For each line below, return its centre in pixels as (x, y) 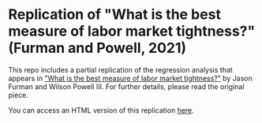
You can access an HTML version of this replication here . (101, 110)
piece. (19, 95)
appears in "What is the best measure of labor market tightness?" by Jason (130, 78)
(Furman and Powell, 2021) (97, 48)
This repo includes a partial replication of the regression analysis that (120, 69)
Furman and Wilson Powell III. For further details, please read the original (126, 86)
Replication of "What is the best (114, 15)
